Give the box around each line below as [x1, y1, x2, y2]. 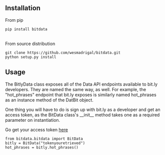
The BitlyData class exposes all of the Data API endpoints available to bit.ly [5, 81, 158, 87]
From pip [5, 17, 24, 23]
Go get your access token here [5, 126, 68, 133]
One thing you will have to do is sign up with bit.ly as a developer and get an [5, 106, 161, 112]
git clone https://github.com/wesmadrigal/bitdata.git [5, 50, 121, 55]
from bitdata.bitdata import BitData [5, 136, 83, 141]
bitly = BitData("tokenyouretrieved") [5, 141, 85, 146]
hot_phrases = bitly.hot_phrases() [5, 145, 79, 150]
